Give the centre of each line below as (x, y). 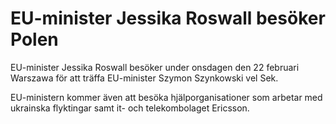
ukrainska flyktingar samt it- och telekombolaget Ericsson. (130, 108)
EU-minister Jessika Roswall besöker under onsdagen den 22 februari (155, 67)
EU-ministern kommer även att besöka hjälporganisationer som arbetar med (166, 97)
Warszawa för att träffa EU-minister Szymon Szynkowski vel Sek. (144, 78)
